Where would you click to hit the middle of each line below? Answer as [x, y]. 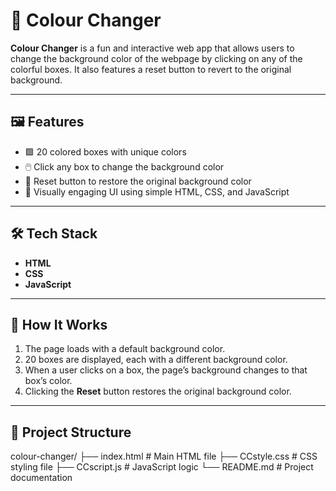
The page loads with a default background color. [125, 349]
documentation [41, 478]
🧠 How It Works [59, 324]
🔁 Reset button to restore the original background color [138, 181]
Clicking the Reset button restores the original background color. [158, 391]
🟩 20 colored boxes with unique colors [105, 151]
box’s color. [48, 381]
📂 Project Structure [71, 432]
